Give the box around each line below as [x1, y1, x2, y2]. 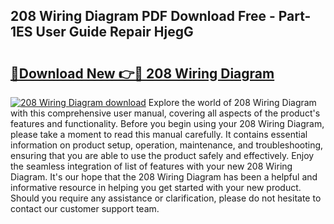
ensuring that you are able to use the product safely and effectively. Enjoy [10, 150, 315, 161]
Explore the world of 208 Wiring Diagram [148, 97, 317, 108]
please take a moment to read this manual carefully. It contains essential [10, 129, 308, 140]
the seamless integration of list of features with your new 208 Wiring [10, 160, 293, 172]
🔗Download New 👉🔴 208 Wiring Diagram [10, 65, 275, 82]
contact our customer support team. [10, 203, 160, 214]
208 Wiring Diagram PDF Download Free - [10, 8, 276, 25]
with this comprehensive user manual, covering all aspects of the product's [10, 107, 321, 119]
